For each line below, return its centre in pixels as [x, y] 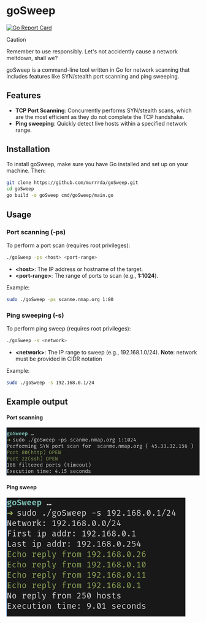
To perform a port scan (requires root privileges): [68, 245]
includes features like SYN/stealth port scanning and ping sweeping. [93, 76]
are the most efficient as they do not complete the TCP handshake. [100, 117]
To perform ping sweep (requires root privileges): [69, 328]
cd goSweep [20, 189]
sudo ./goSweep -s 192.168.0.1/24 [51, 383]
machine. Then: [26, 170]
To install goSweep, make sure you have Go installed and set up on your [97, 164]
